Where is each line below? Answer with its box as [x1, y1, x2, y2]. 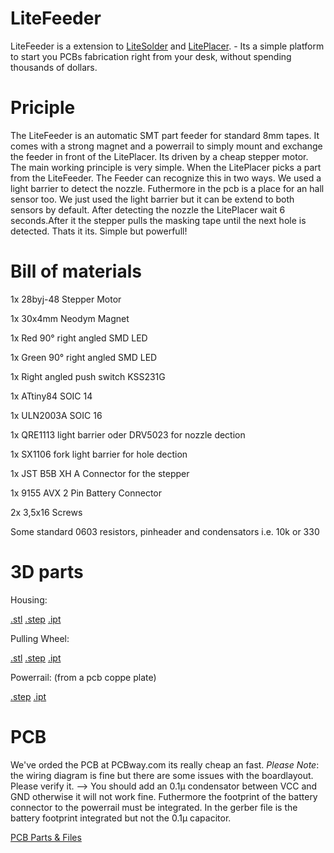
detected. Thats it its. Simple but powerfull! [10, 225, 188, 237]
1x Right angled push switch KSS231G [10, 370, 166, 382]
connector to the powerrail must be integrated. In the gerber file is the [10, 801, 298, 813]
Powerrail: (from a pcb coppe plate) [10, 671, 157, 683]
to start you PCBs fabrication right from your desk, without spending [10, 50, 292, 62]
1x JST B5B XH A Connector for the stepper [10, 467, 190, 479]
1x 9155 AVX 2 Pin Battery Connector [10, 487, 162, 499]
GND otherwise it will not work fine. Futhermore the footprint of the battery [10, 790, 318, 802]
